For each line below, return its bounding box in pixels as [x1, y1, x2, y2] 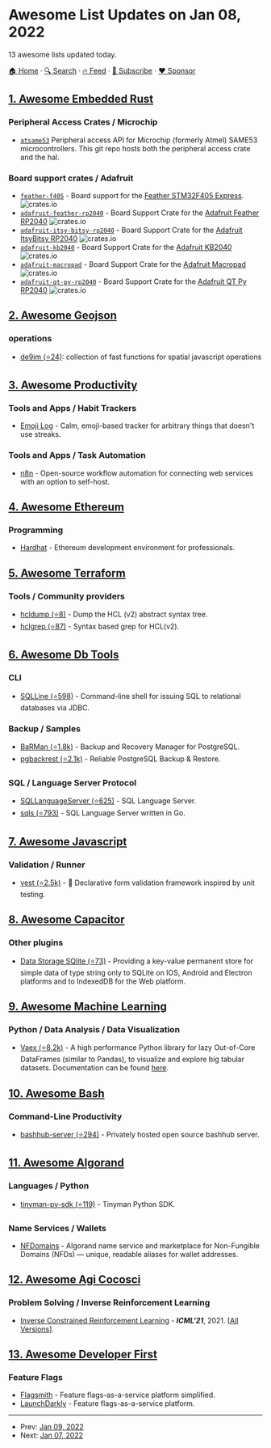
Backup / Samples [8, 722, 81, 734]
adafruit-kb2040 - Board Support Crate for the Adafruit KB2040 [19, 242, 232, 252]
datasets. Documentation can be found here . [19, 1063, 169, 1073]
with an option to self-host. [19, 476, 110, 486]
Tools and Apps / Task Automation [8, 450, 147, 461]
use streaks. [19, 430, 61, 439]
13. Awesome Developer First [8, 1348, 158, 1361]
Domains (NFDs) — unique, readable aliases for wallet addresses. [19, 1249, 239, 1259]
